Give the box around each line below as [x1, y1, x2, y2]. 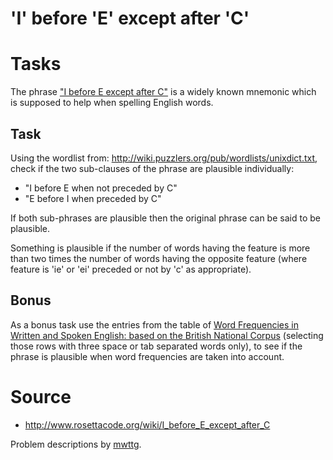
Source [10, 385, 72, 408]
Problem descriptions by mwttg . [10, 438, 142, 450]
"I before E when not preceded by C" [24, 182, 178, 194]
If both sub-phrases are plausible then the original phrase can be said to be [10, 212, 321, 224]
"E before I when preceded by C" [24, 192, 162, 204]
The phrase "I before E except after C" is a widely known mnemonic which [10, 86, 317, 98]
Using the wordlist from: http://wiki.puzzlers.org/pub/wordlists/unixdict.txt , [10, 152, 318, 164]
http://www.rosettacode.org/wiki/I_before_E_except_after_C [24, 418, 271, 431]
